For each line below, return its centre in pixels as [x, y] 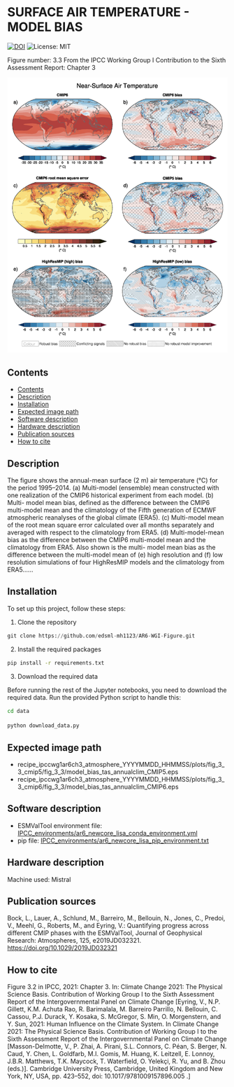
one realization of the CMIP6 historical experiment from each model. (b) [111, 495]
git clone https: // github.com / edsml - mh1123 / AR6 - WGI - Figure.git [101, 636]
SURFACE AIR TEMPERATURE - [98, 12]
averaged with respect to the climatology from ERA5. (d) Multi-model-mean [116, 532]
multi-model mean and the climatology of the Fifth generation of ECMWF [112, 510]
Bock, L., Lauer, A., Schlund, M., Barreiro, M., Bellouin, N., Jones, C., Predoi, [116, 918]
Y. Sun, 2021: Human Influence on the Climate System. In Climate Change [113, 1024]
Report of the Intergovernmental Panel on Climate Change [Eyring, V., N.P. [114, 1002]
